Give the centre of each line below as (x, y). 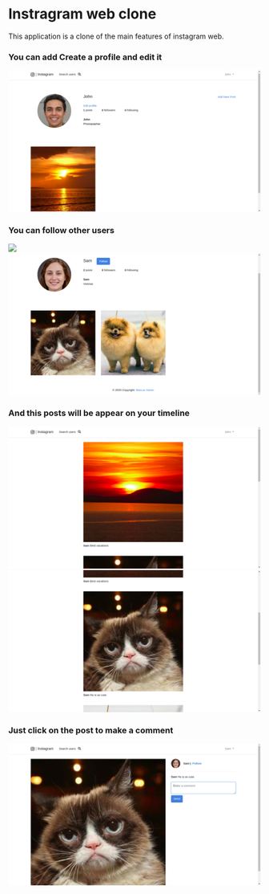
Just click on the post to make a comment (91, 730)
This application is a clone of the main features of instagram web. (116, 36)
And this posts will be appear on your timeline (99, 413)
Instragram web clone (82, 14)
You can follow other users (61, 231)
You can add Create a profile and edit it (85, 57)
